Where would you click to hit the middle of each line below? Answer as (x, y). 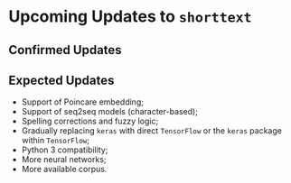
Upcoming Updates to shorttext (130, 17)
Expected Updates (61, 80)
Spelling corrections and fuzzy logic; (90, 121)
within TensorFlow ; (55, 141)
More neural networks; (64, 160)
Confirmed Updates (66, 50)
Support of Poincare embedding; (82, 102)
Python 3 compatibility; (65, 150)
